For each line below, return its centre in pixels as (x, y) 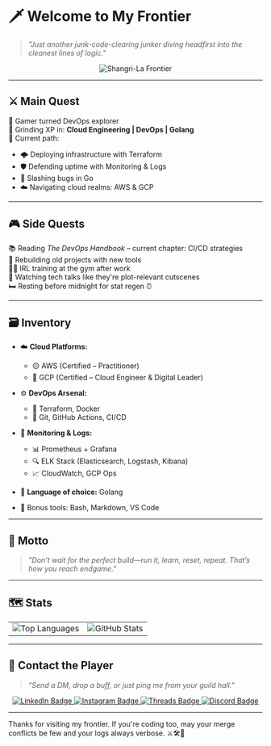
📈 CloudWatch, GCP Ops (74, 473)
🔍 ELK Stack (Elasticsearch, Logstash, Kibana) (110, 461)
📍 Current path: (34, 138)
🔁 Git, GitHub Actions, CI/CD (79, 417)
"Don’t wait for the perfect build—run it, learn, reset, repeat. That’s (139, 560)
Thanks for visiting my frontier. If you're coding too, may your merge (122, 723)
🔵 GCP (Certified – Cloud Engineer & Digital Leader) (118, 378)
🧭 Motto (29, 541)
